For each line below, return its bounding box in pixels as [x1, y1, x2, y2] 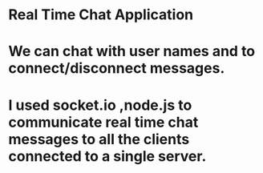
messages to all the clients [8, 130, 190, 148]
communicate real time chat [8, 113, 199, 131]
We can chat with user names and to [8, 42, 256, 61]
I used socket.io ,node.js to [8, 96, 192, 114]
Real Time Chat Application [8, 6, 194, 24]
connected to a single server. [8, 147, 207, 165]
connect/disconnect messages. [8, 59, 225, 78]
